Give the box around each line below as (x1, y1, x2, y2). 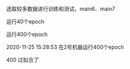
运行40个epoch (6, 18, 45, 25)
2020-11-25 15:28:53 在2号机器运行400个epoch (6, 44, 125, 50)
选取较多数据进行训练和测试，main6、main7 (6, 5, 116, 12)
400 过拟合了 (6, 56, 39, 63)
